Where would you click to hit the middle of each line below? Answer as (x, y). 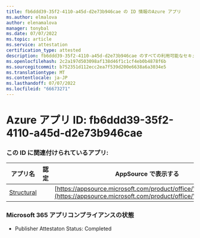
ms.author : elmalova (32, 17)
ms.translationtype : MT (36, 72)
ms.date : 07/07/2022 (32, 34)
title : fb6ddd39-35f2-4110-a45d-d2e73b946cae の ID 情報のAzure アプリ (94, 12)
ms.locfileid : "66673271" (38, 89)
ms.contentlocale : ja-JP (37, 78)
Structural (23, 192)
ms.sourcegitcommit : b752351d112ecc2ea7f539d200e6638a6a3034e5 (86, 67)
